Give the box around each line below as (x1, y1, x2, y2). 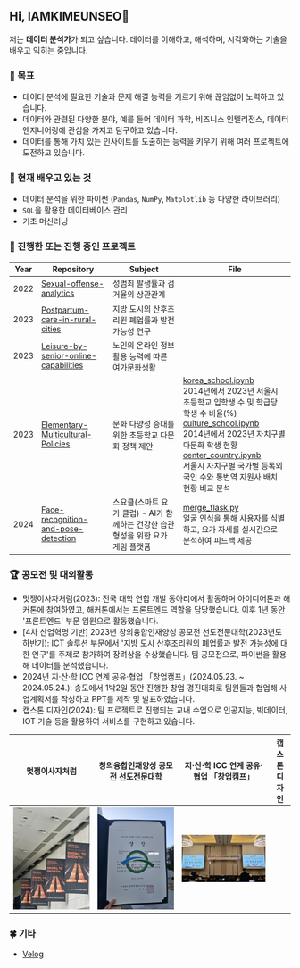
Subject (129, 264, 159, 275)
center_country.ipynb (182, 450, 262, 461)
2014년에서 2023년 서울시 (182, 386, 279, 396)
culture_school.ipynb (182, 418, 260, 429)
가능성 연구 (112, 325, 152, 336)
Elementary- (41, 420, 88, 430)
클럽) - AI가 (121, 508, 164, 519)
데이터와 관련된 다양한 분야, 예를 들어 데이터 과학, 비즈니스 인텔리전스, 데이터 (21, 113, 289, 125)
